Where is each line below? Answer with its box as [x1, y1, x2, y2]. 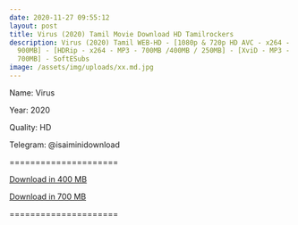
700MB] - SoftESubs [17, 54, 90, 63]
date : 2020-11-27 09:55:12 [9, 12, 110, 22]
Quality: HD [9, 121, 52, 132]
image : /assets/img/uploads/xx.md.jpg [9, 63, 154, 72]
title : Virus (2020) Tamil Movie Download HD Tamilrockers [9, 29, 234, 38]
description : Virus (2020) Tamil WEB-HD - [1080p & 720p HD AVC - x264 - [9, 37, 291, 47]
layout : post [9, 21, 58, 30]
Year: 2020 [9, 104, 51, 115]
